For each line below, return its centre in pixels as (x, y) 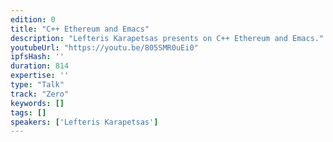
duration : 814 (40, 66)
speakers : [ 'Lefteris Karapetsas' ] (84, 122)
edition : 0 (33, 19)
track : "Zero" (40, 94)
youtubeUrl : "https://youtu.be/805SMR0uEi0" (104, 47)
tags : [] (28, 112)
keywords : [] (37, 103)
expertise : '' (40, 76)
